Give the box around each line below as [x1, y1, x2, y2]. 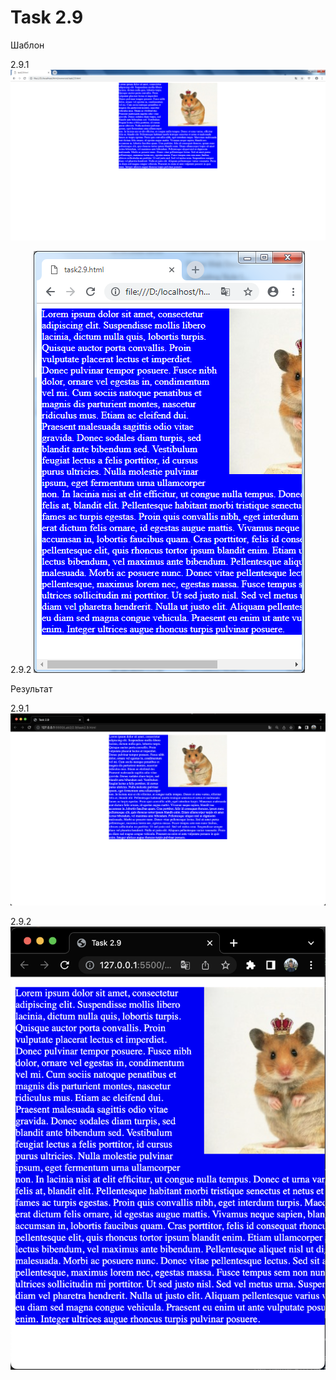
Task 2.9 [10, 6, 84, 29]
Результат [10, 682, 53, 695]
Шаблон [10, 39, 45, 51]
